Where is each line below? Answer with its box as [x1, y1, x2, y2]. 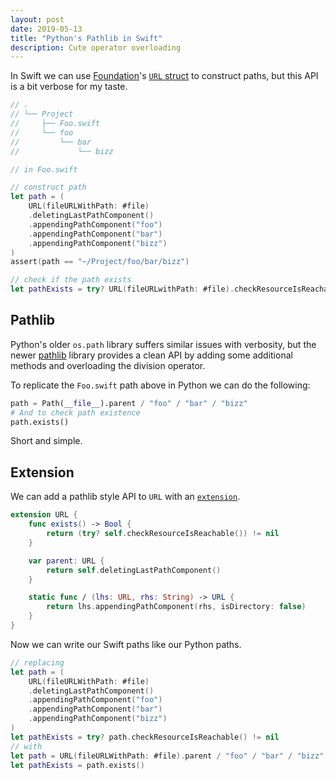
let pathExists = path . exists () [10, 760, 145, 770]
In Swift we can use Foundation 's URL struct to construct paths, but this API [10, 70, 319, 82]
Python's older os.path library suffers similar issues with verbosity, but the [10, 338, 317, 350]
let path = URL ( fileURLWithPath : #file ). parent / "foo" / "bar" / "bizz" [10, 751, 325, 761]
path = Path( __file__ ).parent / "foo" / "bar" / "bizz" [10, 398, 248, 408]
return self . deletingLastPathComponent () [46, 565, 222, 575]
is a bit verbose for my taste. [10, 81, 128, 93]
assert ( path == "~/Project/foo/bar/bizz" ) [10, 257, 190, 267]
